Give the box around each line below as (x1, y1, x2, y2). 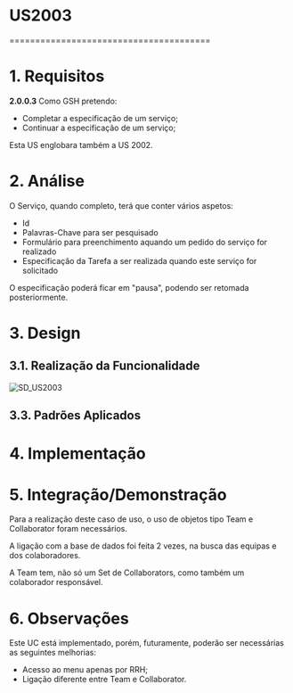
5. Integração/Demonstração (9, 484, 227, 505)
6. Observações (9, 608, 129, 629)
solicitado (21, 265, 59, 276)
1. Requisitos (9, 66, 105, 87)
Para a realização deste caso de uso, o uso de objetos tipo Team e (9, 514, 254, 524)
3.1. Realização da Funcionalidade (9, 359, 200, 374)
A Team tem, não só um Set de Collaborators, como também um (9, 567, 245, 578)
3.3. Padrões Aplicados (9, 408, 141, 424)
